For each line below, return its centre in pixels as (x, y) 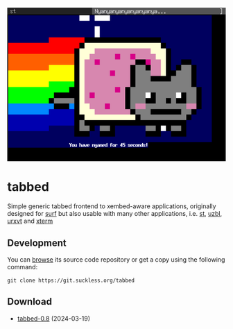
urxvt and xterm (30, 221)
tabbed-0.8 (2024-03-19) (54, 318)
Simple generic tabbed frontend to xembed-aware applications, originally (112, 206)
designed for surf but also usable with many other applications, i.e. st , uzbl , (115, 214)
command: (23, 267)
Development (37, 243)
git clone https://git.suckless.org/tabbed (71, 281)
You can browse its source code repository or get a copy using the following (116, 260)
